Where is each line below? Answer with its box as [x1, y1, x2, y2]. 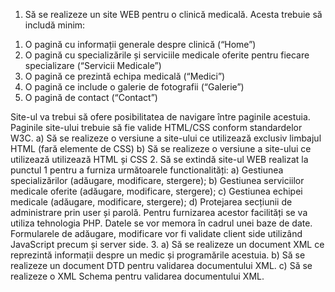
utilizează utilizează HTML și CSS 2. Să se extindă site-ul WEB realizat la [10, 154, 309, 165]
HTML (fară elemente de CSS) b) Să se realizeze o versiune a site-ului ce [10, 143, 312, 154]
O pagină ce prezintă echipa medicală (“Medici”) [24, 70, 226, 82]
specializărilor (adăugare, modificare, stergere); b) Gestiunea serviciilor [10, 175, 305, 186]
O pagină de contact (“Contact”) [24, 92, 158, 103]
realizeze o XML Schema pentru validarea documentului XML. [10, 270, 265, 282]
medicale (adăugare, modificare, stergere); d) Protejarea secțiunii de [10, 196, 293, 208]
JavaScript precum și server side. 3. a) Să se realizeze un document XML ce [10, 239, 325, 250]
